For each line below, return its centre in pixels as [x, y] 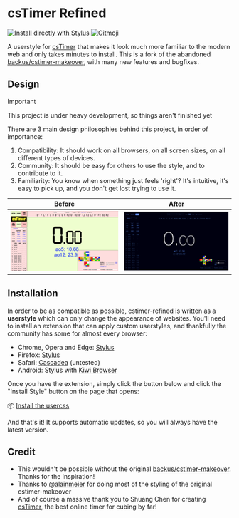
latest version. [28, 430]
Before [64, 204]
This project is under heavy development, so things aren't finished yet [110, 115]
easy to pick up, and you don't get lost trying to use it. [97, 188]
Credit [21, 452]
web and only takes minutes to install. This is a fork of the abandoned [109, 54]
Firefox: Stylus [39, 355]
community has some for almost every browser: [78, 333]
